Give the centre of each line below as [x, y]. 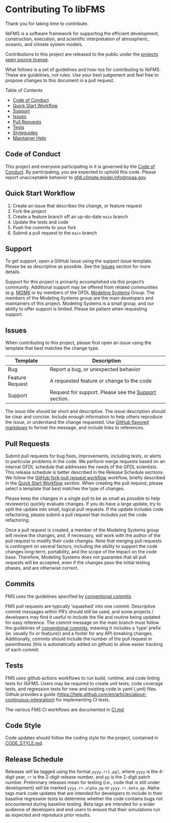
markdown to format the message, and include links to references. [75, 428]
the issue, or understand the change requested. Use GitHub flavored [77, 422]
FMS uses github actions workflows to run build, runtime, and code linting [83, 678]
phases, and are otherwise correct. [42, 568]
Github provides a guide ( [32, 694]
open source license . [27, 59]
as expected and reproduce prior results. [48, 815]
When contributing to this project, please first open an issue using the [78, 343]
